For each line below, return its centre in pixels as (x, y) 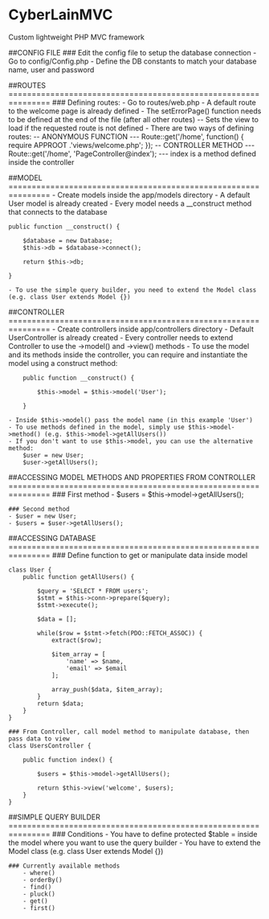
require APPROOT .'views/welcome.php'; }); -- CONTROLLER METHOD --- (132, 145)
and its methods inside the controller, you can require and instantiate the (128, 355)
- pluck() (39, 894)
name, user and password (51, 69)
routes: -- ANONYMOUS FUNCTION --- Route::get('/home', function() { (126, 136)
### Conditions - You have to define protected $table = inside (155, 834)
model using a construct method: (63, 363)
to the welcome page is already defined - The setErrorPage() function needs (135, 111)
